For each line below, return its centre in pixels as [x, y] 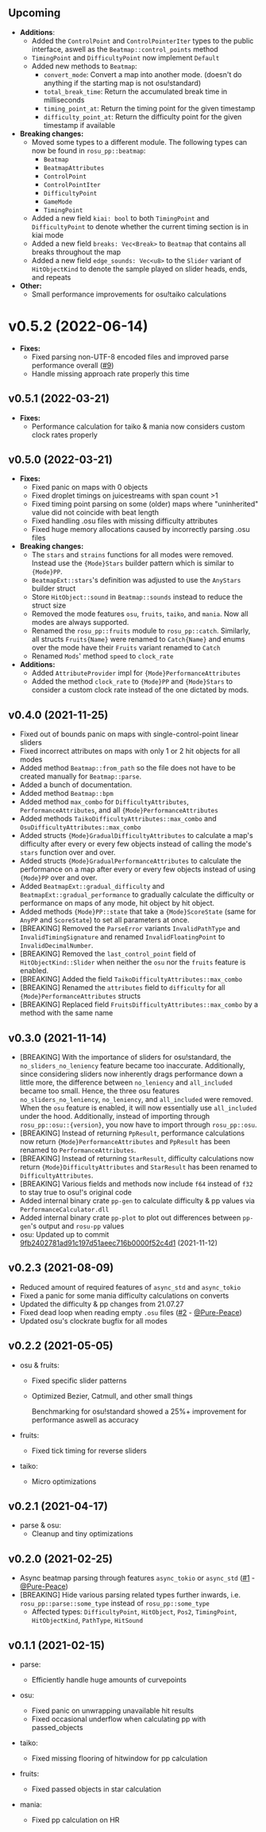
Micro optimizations [64, 1481]
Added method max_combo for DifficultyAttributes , [104, 801]
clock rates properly [64, 435]
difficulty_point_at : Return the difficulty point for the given [143, 116]
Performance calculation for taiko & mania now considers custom [138, 426]
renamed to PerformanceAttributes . [78, 1150]
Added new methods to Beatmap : [84, 66]
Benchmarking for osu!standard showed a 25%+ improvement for [139, 1411]
